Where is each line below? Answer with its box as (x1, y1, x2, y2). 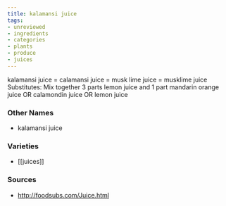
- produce (7, 50, 37, 57)
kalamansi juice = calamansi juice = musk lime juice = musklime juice (7, 75, 208, 84)
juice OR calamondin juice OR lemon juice (7, 90, 128, 98)
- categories (7, 37, 46, 44)
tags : (7, 17, 23, 24)
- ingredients (7, 30, 49, 37)
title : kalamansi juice (7, 10, 77, 18)
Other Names (7, 108, 54, 117)
